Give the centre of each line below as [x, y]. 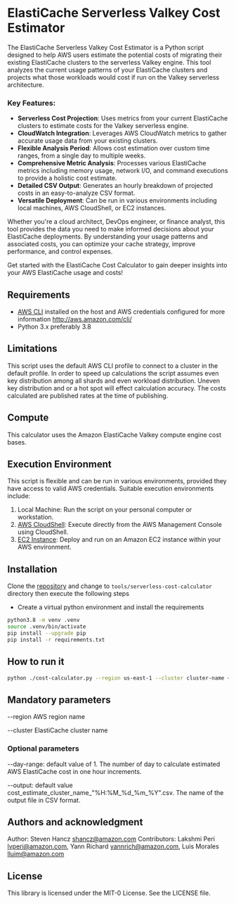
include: [19, 496]
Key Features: [32, 103]
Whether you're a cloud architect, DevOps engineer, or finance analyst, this [116, 222]
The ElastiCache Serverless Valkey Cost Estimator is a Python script [106, 47]
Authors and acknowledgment [75, 822]
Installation [32, 569]
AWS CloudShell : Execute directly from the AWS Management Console [120, 525]
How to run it [36, 662]
